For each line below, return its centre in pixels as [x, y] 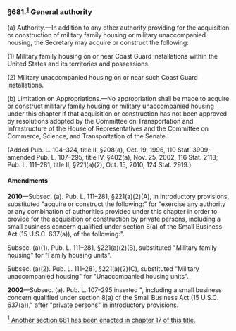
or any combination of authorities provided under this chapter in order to [112, 211]
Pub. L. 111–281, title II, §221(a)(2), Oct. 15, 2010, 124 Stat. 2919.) [99, 164]
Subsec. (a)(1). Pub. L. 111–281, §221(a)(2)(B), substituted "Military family [112, 247]
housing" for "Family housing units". [60, 255]
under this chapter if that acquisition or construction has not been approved [117, 113]
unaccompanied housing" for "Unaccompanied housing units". [98, 276]
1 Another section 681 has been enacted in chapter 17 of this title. [101, 319]
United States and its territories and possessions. [79, 64]
